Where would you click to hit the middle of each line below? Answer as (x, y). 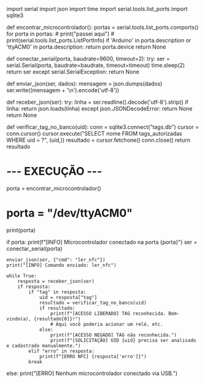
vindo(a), (19, 319)
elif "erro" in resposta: (62, 351)
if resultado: (57, 308)
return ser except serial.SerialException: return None (73, 72)
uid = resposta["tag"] (68, 297)
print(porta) (21, 230)
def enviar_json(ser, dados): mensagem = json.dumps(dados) (84, 83)
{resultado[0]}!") (57, 319)
